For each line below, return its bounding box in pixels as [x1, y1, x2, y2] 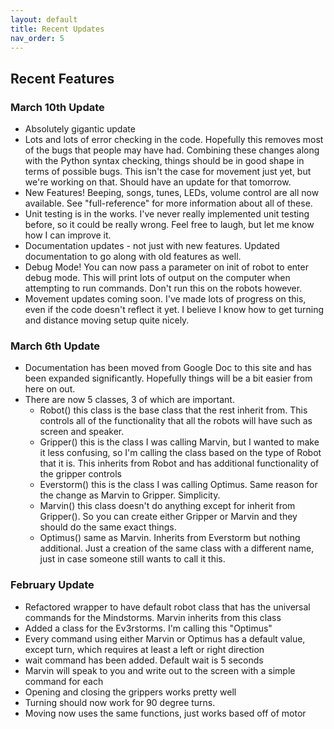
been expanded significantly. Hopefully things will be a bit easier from [24, 372, 313, 385]
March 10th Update [10, 100, 105, 114]
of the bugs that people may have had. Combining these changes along [24, 144, 320, 156]
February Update [10, 578, 95, 592]
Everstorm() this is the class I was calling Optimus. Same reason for [39, 479, 318, 491]
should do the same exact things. [39, 521, 177, 533]
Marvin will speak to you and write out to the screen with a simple [24, 664, 296, 676]
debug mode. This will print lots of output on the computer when [24, 272, 291, 284]
